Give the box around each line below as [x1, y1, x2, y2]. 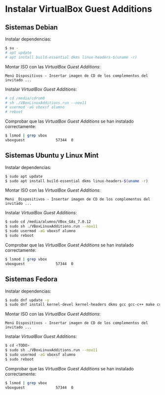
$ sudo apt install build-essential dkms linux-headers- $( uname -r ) [5, 178, 148, 183]
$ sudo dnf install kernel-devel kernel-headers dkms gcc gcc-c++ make [5, 302, 155, 307]
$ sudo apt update [5, 174, 43, 179]
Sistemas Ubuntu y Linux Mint [5, 151, 99, 160]
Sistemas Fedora [5, 275, 58, 284]
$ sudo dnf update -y [5, 297, 50, 302]
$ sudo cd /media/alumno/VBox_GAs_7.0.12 [5, 219, 91, 225]
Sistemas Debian [5, 23, 58, 32]
